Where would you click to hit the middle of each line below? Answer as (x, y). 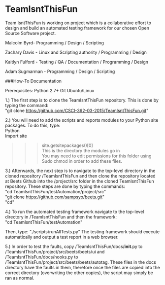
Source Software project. (31, 33)
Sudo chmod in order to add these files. (82, 161)
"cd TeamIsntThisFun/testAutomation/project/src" (56, 191)
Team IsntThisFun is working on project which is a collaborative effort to (78, 23)
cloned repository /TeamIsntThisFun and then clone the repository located (81, 176)
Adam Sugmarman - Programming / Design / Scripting (60, 71)
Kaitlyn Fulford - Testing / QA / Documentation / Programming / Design (77, 62)
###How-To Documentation (33, 81)
